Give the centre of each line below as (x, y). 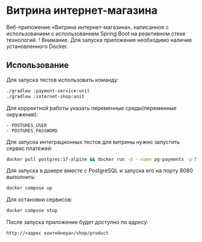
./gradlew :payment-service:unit (48, 91)
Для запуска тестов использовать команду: (63, 79)
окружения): (22, 114)
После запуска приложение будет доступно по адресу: (77, 222)
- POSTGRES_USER (26, 125)
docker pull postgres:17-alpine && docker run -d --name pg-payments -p (99, 159)
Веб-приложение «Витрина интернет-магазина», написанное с (88, 27)
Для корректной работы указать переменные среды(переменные (91, 108)
